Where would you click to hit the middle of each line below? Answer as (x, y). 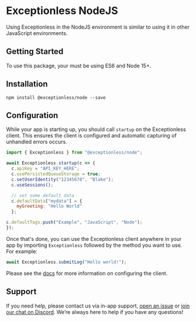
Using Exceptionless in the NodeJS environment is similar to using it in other (98, 27)
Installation (27, 84)
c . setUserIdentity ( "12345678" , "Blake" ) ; (63, 180)
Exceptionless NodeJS (62, 11)
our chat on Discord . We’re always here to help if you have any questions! (95, 312)
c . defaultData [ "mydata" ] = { (47, 201)
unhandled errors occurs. (37, 142)
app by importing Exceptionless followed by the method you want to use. (94, 245)
